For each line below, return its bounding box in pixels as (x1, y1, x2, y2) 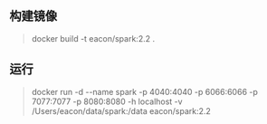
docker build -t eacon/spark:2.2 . (31, 33, 156, 43)
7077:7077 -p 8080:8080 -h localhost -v (31, 96, 183, 107)
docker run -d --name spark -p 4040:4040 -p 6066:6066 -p (31, 86, 258, 97)
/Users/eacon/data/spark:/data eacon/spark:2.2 (31, 105, 211, 116)
